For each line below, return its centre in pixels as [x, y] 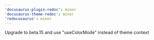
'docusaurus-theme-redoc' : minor [39, 14]
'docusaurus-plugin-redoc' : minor [41, 10]
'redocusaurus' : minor [28, 19]
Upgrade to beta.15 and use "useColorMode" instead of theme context [77, 33]
